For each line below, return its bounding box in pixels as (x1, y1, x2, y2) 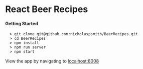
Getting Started (5, 20, 39, 26)
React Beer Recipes (5, 4, 88, 15)
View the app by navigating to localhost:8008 (5, 58, 99, 64)
